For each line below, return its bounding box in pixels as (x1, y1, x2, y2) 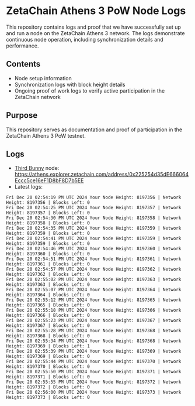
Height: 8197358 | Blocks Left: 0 (6, 220, 90, 226)
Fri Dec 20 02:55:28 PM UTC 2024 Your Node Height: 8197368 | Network (6, 328, 182, 334)
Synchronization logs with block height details (14, 81, 126, 88)
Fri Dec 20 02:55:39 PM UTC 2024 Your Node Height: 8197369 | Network (6, 349, 182, 354)
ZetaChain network (14, 93, 61, 100)
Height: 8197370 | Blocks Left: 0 (6, 364, 90, 370)
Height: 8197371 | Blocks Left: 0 (6, 374, 90, 380)
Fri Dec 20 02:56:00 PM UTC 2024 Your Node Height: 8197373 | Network (6, 390, 182, 395)
